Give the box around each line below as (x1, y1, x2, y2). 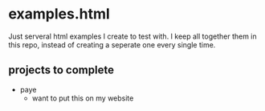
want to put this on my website (31, 93, 134, 103)
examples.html (8, 5, 110, 23)
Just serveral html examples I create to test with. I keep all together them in (8, 31, 257, 41)
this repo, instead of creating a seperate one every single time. (8, 39, 216, 49)
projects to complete (8, 64, 115, 77)
